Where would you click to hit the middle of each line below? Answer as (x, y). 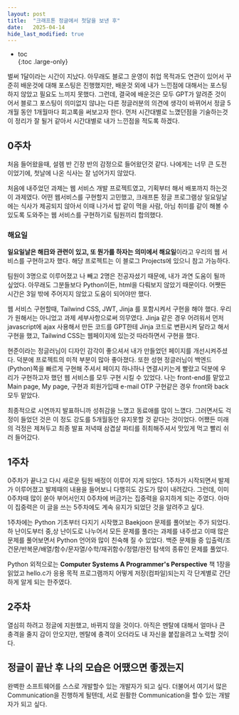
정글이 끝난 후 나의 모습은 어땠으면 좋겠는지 (96, 668)
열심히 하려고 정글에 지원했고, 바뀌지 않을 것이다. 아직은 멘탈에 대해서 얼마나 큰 (116, 625)
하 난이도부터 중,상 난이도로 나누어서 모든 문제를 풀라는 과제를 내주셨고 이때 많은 (118, 531)
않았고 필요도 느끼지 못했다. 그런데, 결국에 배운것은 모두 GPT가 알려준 (117, 94)
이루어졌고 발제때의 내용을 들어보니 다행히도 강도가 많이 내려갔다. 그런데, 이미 (122, 490)
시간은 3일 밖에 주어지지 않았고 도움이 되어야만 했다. (79, 294)
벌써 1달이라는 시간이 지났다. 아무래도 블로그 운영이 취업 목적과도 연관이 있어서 (116, 76)
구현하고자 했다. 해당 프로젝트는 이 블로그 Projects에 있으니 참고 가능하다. (128, 261)
